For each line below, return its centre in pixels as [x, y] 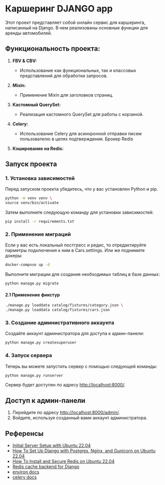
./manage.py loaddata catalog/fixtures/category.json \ [64, 305]
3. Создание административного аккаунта [60, 323]
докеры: [14, 256]
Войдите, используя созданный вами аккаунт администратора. [80, 418]
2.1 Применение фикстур [33, 295]
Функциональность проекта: [53, 49]
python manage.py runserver [34, 375]
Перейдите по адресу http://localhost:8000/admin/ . [66, 413]
